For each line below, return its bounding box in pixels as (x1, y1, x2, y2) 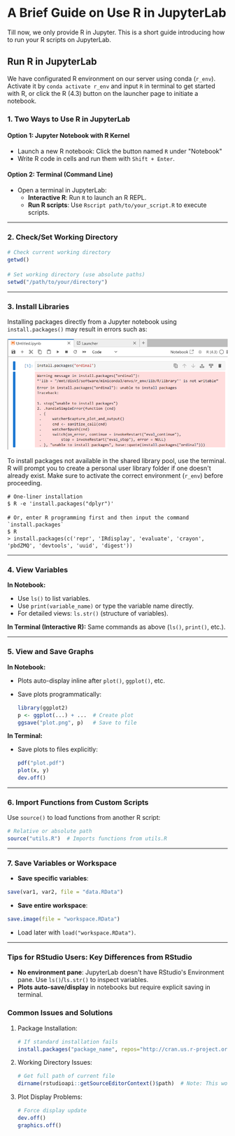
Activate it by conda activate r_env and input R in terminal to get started (7, 82, 215, 90)
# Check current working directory (7, 249, 111, 256)
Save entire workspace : (17, 901, 88, 910)
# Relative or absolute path (7, 828, 92, 835)
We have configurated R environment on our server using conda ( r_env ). (7, 74, 215, 83)
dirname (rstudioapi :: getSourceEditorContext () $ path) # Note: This (17, 1080, 219, 1087)
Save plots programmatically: (17, 690, 102, 698)
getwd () (7, 257, 30, 264)
